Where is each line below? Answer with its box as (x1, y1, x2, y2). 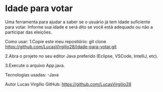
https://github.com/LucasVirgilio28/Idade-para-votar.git (5, 44, 117, 49)
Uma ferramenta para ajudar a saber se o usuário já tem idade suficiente (5, 19, 150, 25)
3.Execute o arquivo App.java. (5, 62, 65, 68)
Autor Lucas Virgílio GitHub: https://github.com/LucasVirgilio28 (5, 81, 131, 87)
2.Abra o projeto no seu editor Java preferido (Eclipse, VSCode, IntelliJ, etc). (5, 53, 158, 59)
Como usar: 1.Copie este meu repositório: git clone (5, 38, 107, 44)
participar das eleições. (5, 29, 53, 35)
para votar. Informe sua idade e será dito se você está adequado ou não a (5, 24, 153, 30)
